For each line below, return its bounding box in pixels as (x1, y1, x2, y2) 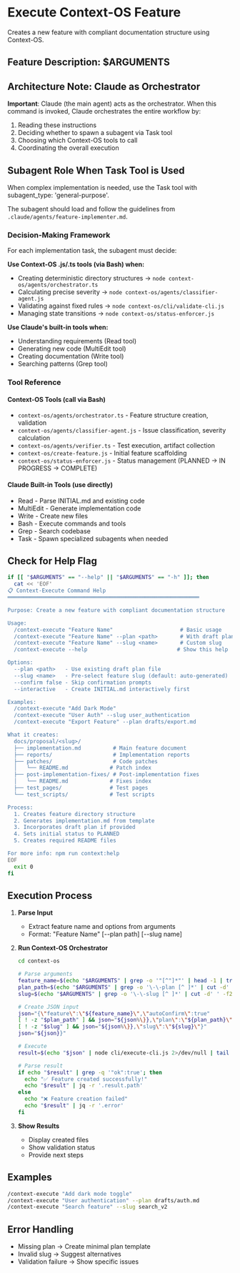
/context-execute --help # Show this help (14, 646, 229, 653)
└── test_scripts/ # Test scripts (14, 790, 155, 798)
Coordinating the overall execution (17, 144, 119, 152)
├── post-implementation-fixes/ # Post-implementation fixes (14, 771, 200, 778)
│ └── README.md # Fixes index (14, 778, 152, 785)
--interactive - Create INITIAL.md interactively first (14, 685, 191, 693)
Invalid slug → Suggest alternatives (17, 1250, 121, 1259)
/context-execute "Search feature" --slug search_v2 (7, 1204, 168, 1211)
